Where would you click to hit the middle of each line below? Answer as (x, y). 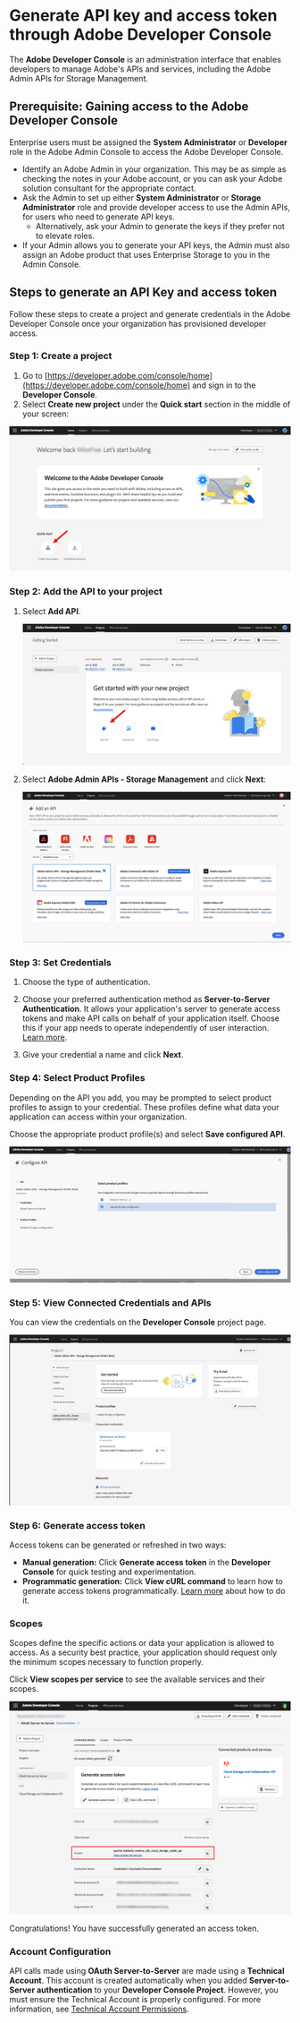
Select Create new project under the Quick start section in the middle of (156, 404)
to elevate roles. (65, 236)
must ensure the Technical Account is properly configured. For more (135, 2000)
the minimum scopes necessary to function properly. (106, 1662)
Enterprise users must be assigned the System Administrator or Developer (148, 142)
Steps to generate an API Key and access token (143, 292)
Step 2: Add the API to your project (86, 592)
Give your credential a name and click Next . (103, 1055)
